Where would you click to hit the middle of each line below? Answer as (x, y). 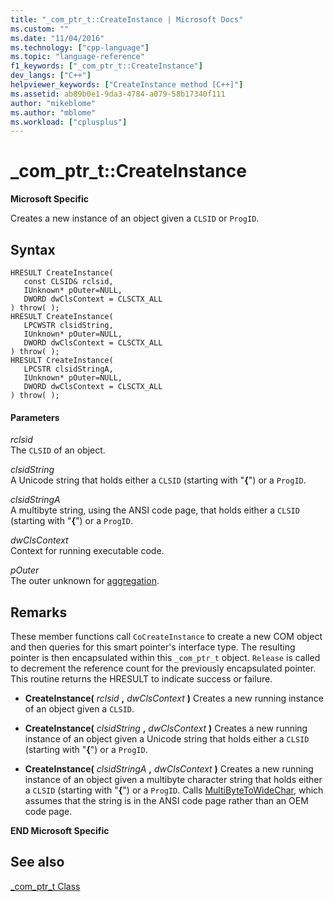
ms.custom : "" (40, 29)
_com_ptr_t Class (45, 886)
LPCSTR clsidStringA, (68, 369)
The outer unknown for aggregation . (85, 581)
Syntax (33, 249)
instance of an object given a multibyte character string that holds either (173, 780)
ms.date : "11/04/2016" (57, 38)
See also (37, 862)
